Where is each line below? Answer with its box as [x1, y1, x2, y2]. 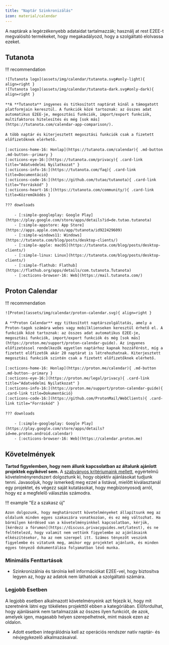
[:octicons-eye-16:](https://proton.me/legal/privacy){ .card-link [5, 376, 150, 381]
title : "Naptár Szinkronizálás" [5, 8, 73, 13]
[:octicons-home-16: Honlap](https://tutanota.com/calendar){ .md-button [5, 147, 163, 152]
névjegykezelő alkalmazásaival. [12, 634, 78, 640]
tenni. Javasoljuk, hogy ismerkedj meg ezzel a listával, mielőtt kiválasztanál [5, 479, 161, 485]
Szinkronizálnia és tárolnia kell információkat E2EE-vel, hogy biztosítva [12, 569, 159, 575]
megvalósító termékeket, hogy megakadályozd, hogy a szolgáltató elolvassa [5, 33, 163, 39]
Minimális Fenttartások [5, 556, 63, 563]
